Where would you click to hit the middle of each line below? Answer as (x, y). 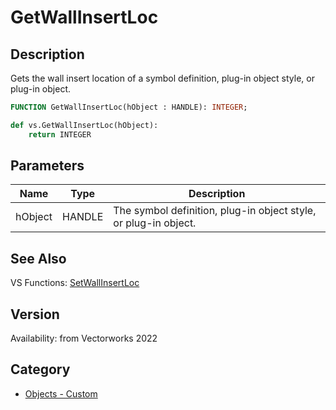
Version (35, 314)
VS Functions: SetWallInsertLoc (75, 283)
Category (40, 369)
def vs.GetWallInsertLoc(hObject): (84, 125)
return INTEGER (60, 134)
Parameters (47, 166)
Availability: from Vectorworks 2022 (84, 338)
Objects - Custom (61, 393)
